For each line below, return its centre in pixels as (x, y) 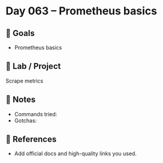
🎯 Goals (20, 33)
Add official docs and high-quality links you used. (76, 153)
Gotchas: (25, 120)
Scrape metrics (24, 81)
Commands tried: (36, 114)
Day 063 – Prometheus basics (81, 11)
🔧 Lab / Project (33, 66)
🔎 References (31, 139)
